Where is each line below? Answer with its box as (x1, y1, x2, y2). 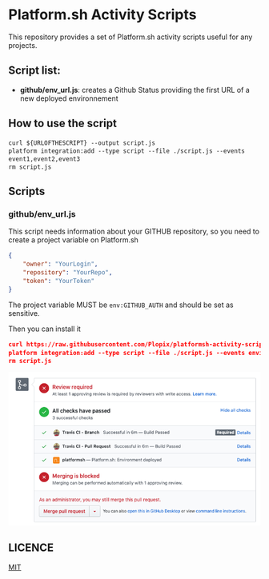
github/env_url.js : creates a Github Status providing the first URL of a (19, 85, 250, 94)
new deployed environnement (19, 94, 118, 103)
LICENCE (8, 541, 54, 555)
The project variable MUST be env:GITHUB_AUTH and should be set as (8, 300, 234, 309)
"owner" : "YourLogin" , (22, 260, 98, 269)
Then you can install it (8, 324, 82, 333)
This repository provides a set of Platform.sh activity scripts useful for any (8, 32, 253, 42)
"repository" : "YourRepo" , (22, 269, 113, 277)
